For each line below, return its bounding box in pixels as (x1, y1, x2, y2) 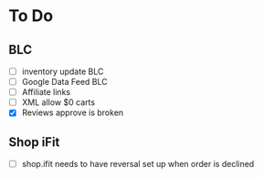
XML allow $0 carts (21, 97, 96, 108)
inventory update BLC (21, 66, 104, 77)
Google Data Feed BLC (21, 77, 108, 88)
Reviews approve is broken (21, 107, 124, 119)
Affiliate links (21, 87, 70, 98)
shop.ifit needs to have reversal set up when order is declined (21, 159, 255, 170)
